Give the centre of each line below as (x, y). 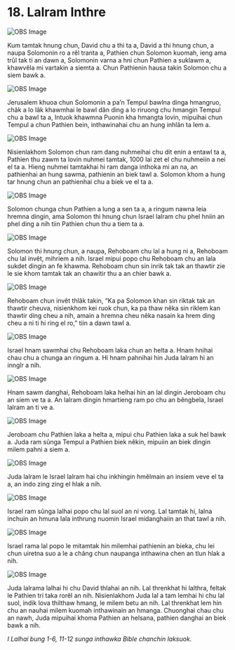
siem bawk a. (26, 75)
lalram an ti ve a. (31, 407)
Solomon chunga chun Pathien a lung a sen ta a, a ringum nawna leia (107, 208)
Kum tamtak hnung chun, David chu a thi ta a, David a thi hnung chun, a (110, 45)
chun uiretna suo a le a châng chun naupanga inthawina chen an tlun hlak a (116, 553)
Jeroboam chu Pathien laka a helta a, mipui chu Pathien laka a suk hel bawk (117, 434)
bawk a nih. (24, 625)
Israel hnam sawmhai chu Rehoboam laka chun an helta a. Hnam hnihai (110, 350)
